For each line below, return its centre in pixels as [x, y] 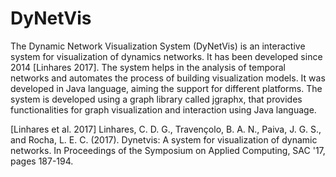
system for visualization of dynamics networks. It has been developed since [166, 56]
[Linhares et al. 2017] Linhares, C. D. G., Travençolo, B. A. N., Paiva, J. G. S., [166, 129]
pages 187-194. [42, 161]
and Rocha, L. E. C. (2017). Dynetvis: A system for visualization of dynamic [164, 139]
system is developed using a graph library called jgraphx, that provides [156, 99]
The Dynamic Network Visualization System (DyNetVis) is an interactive [158, 46]
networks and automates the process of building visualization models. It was [168, 78]
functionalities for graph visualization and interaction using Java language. [163, 109]
